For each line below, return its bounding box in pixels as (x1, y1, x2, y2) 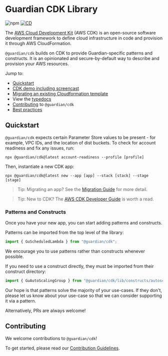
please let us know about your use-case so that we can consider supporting (5, 292, 162, 298)
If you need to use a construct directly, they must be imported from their (5, 263, 154, 269)
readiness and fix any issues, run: (5, 145, 74, 151)
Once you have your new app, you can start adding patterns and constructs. (5, 220, 162, 226)
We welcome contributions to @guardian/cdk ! (5, 335, 97, 341)
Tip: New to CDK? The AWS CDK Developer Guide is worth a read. (17, 196, 154, 202)
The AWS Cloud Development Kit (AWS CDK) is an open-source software (5, 29, 156, 35)
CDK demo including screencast (12, 85, 79, 91)
